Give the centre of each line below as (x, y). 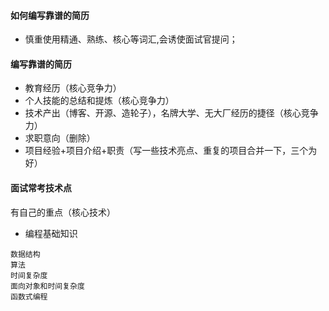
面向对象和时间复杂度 (47, 286)
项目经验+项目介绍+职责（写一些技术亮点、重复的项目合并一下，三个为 (171, 151)
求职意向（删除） (60, 138)
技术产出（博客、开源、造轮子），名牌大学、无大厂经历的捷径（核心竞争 (171, 113)
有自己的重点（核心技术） (63, 212)
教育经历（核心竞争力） (73, 88)
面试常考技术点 (41, 188)
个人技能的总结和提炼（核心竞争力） (99, 101)
